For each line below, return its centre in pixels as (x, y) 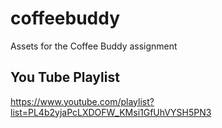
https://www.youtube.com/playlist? (82, 101)
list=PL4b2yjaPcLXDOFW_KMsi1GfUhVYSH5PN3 (111, 112)
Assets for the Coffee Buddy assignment (94, 46)
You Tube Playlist (65, 77)
